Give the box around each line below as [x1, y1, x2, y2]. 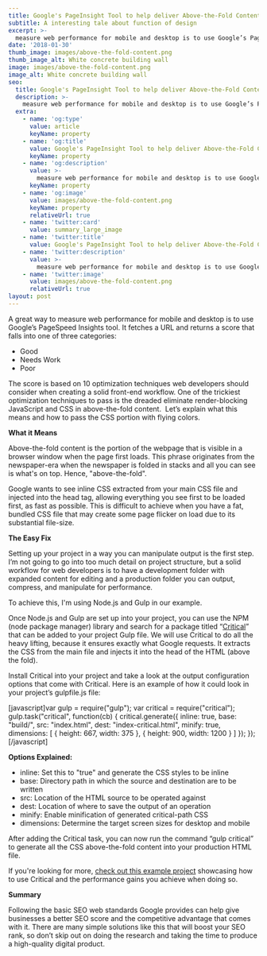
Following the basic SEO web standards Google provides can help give [8, 905, 240, 915]
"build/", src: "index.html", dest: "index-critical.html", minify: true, [8, 720, 221, 730]
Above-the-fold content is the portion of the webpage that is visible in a [8, 443, 243, 453]
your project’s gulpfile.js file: [8, 687, 101, 697]
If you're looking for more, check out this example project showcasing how [8, 865, 253, 875]
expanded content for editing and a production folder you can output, [8, 574, 236, 583]
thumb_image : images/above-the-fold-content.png [8, 48, 172, 56]
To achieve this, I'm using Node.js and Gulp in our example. [8, 598, 203, 607]
